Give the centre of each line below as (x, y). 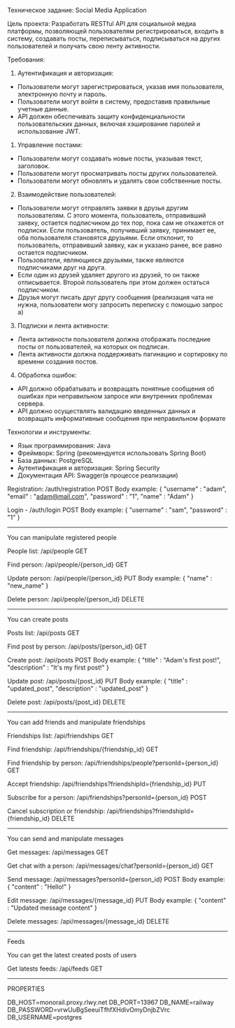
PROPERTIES (26, 989)
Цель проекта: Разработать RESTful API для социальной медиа (102, 23)
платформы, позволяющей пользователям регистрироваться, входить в (115, 31)
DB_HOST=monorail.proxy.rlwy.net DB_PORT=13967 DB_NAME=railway (111, 1002)
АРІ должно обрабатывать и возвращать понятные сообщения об (116, 389)
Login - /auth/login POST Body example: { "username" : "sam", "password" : (117, 510)
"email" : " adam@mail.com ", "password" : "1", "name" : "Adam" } (100, 496)
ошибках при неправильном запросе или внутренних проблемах (115, 396)
